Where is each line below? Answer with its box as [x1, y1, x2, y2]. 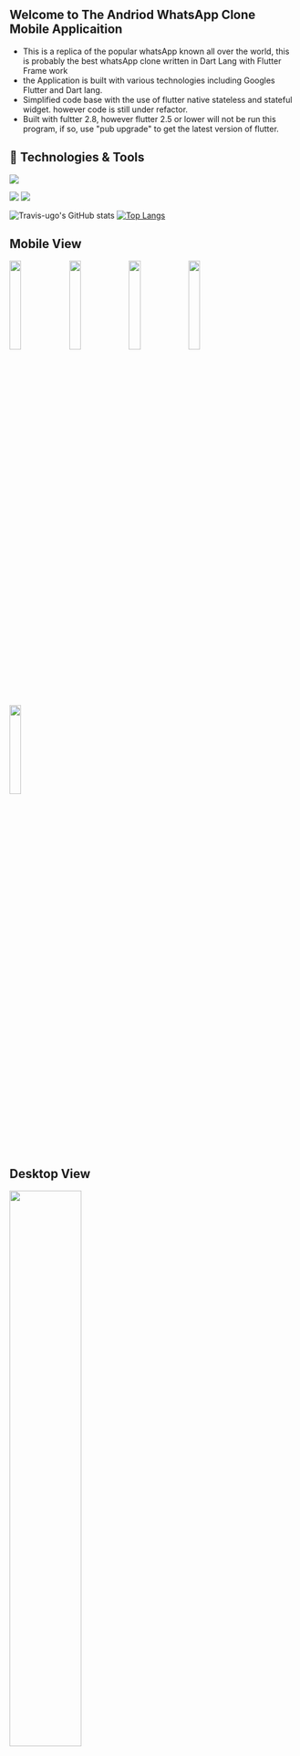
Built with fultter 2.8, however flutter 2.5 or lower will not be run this [22, 113, 276, 124]
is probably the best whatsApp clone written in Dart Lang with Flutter [22, 55, 282, 67]
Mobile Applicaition [9, 22, 123, 37]
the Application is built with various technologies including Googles [22, 75, 275, 86]
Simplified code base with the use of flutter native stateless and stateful [22, 94, 293, 105]
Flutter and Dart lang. [22, 84, 103, 95]
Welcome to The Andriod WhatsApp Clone [9, 7, 256, 23]
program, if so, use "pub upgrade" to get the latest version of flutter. [22, 123, 280, 134]
